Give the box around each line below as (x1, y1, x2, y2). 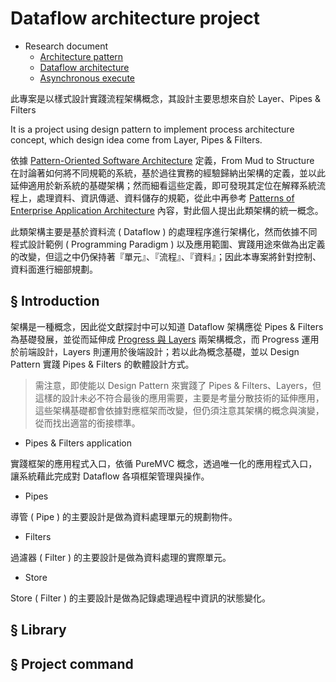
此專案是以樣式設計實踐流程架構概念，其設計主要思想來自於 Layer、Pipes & (10, 92, 321, 104)
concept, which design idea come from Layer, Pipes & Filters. (10, 133, 263, 146)
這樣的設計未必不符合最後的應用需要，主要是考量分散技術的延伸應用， (34, 392, 325, 404)
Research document (24, 40, 109, 52)
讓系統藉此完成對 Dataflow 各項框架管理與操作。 (10, 470, 210, 482)
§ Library (10, 622, 67, 639)
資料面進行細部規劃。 (10, 263, 98, 275)
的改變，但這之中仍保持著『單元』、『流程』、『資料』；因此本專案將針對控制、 (10, 250, 322, 262)
